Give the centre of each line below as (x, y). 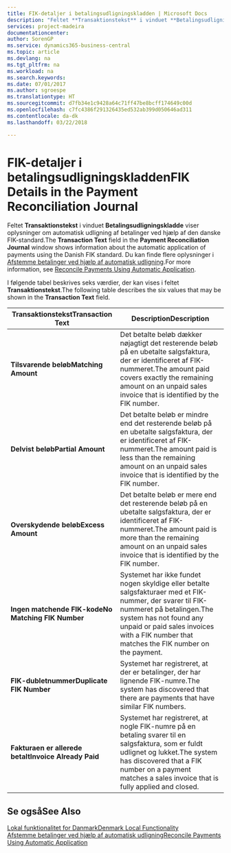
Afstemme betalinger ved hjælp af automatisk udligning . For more (99, 262)
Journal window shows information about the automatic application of (107, 247)
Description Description (170, 319)
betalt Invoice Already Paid (55, 757)
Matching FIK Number (47, 618)
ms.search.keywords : (37, 78)
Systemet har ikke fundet (161, 575)
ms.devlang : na (29, 59)
